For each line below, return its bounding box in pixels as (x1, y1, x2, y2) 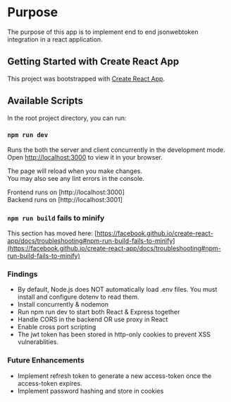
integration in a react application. (7, 35, 104, 43)
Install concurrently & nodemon (17, 300, 109, 309)
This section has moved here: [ (7, 229, 97, 237)
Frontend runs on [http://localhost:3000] (7, 188, 125, 196)
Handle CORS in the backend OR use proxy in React (17, 315, 168, 324)
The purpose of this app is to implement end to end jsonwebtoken (7, 28, 199, 36)
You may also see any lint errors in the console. (7, 174, 144, 182)
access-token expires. (17, 379, 82, 387)
